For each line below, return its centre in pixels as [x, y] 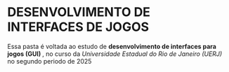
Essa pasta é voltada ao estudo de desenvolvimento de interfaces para [112, 46]
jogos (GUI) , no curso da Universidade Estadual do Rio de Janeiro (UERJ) [115, 54]
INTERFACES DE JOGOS [78, 27]
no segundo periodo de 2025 [50, 61]
